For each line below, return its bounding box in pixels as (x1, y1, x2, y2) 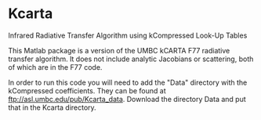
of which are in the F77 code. (8, 62, 103, 71)
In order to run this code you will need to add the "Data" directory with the (8, 78, 248, 87)
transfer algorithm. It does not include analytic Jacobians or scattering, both (8, 54, 254, 64)
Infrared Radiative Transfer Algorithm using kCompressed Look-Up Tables (8, 31, 248, 40)
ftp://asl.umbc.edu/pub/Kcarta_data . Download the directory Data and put (8, 94, 247, 104)
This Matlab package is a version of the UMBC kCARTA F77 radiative (8, 45, 230, 55)
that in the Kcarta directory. (8, 103, 96, 112)
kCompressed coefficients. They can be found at (8, 85, 166, 95)
